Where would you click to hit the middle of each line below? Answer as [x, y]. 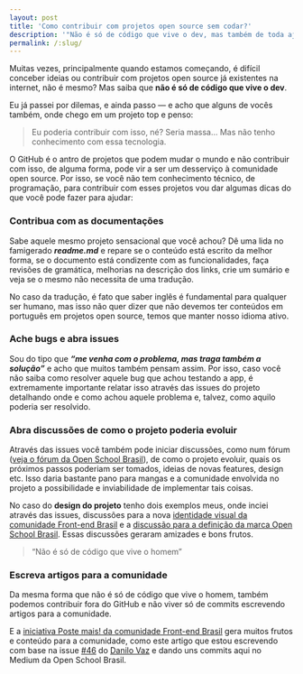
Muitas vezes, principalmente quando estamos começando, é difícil [135, 69]
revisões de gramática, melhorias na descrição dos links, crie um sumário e [150, 269]
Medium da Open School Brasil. [68, 660]
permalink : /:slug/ [46, 43]
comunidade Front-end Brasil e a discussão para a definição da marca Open [151, 525]
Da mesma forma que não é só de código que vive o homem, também [139, 595]
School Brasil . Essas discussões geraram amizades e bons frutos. [132, 534]
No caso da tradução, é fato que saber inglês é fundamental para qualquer [148, 296]
